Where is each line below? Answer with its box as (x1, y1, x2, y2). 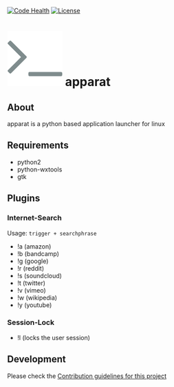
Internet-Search (7, 213, 62, 223)
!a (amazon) (17, 242, 52, 251)
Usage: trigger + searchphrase (7, 229, 97, 237)
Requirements (7, 140, 69, 151)
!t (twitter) (17, 279, 46, 287)
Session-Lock (7, 317, 55, 327)
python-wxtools (17, 165, 63, 174)
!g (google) (17, 257, 49, 265)
